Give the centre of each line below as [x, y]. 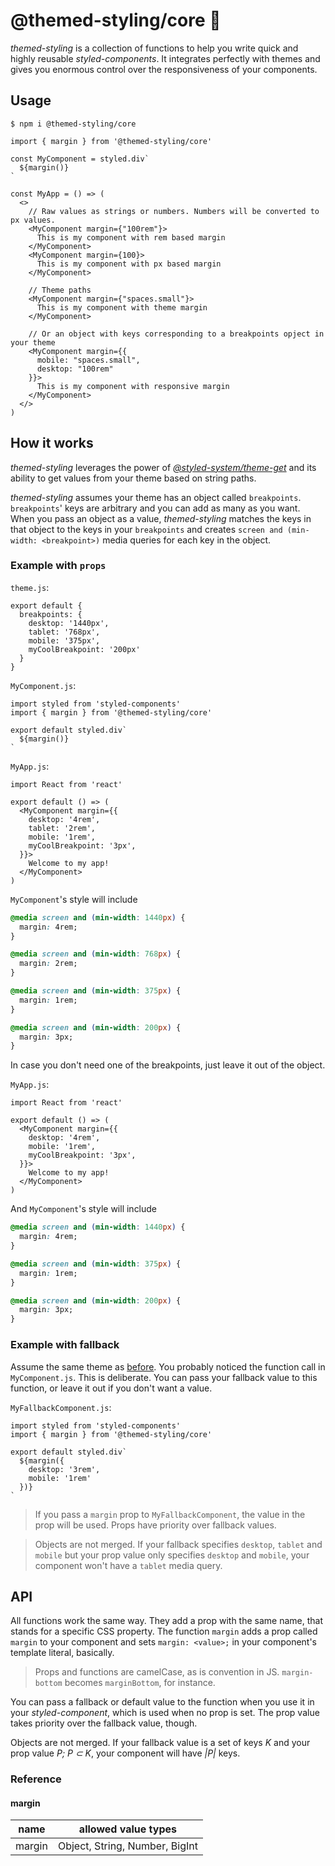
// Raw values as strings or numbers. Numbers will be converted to [174, 211]
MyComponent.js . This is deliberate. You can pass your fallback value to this [164, 1377]
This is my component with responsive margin [133, 386]
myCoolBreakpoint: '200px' [84, 649]
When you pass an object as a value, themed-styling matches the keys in [161, 518]
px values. [33, 220]
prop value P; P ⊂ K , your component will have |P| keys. [125, 1753]
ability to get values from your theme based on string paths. [133, 478]
